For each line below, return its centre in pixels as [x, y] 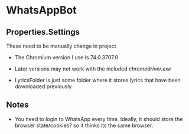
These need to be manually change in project [61, 46]
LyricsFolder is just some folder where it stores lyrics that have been [98, 80]
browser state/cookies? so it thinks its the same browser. [84, 125]
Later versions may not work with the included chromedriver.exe [93, 69]
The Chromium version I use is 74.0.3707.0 [66, 57]
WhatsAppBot [41, 10]
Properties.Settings [43, 32]
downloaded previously [43, 86]
